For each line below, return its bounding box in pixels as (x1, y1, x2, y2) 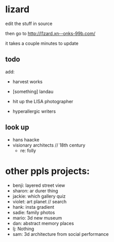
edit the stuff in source (5, 20, 53, 27)
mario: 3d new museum (12, 214, 62, 221)
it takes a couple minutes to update (5, 40, 79, 46)
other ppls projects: (5, 165, 90, 177)
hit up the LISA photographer (12, 98, 73, 104)
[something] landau (12, 88, 54, 94)
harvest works (12, 78, 43, 85)
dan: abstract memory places (12, 220, 74, 226)
